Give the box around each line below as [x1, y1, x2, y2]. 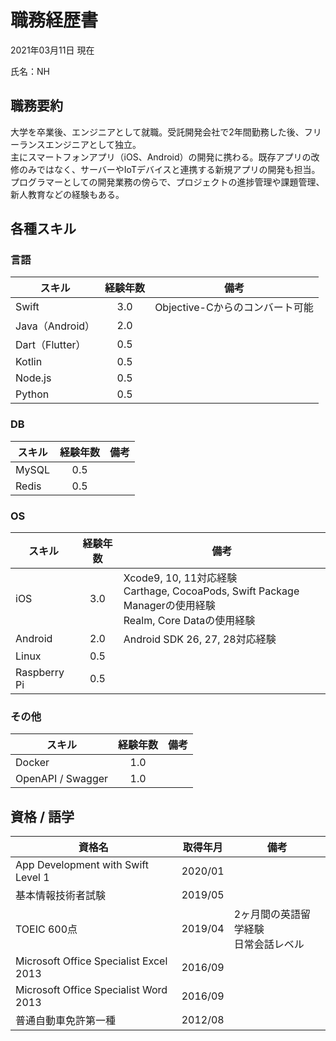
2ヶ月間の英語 [233, 907, 302, 921]
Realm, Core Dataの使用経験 [123, 614, 256, 628]
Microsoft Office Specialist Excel [15, 954, 168, 968]
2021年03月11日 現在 [10, 44, 95, 56]
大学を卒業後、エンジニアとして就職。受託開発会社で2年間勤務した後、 [10, 126, 305, 138]
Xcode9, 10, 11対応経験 [123, 571, 238, 585]
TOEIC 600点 [15, 922, 78, 936]
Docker [15, 756, 50, 770]
